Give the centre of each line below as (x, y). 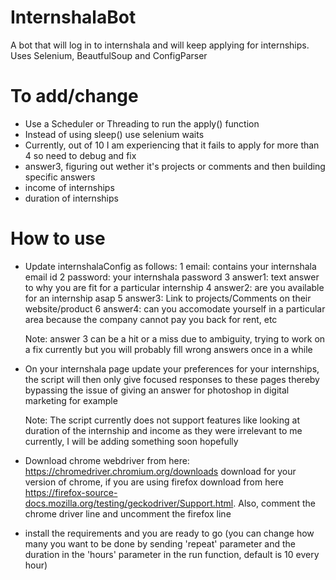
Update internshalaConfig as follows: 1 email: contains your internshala (170, 266)
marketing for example (71, 400)
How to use (58, 238)
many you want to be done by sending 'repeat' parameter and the (160, 543)
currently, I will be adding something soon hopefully (131, 441)
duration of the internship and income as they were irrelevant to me (163, 430)
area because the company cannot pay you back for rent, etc (151, 319)
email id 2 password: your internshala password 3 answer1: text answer (172, 277)
